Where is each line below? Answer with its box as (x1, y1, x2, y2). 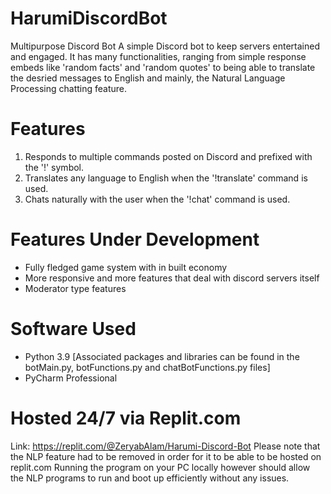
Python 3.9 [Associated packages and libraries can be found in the (24, 350, 300, 362)
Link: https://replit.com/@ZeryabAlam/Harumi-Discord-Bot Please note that (10, 440, 321, 452)
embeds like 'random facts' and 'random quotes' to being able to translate (10, 61, 316, 73)
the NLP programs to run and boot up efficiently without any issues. (10, 472, 290, 484)
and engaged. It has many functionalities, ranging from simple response (10, 50, 307, 62)
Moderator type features (24, 282, 127, 294)
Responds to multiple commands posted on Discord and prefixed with (24, 150, 313, 162)
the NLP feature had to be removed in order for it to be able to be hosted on (10, 450, 322, 462)
